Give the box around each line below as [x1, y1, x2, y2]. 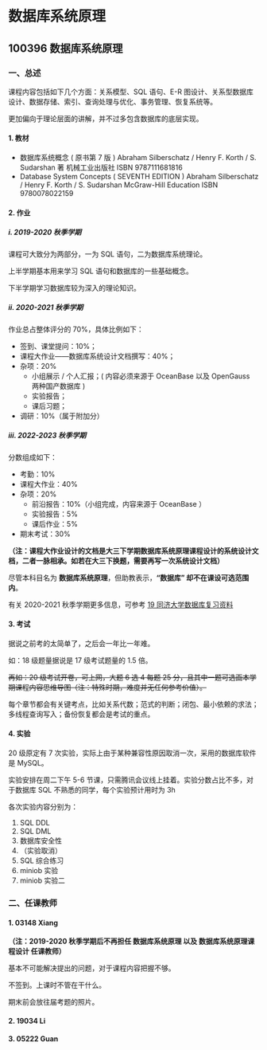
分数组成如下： [8, 452, 57, 462]
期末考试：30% [19, 529, 72, 539]
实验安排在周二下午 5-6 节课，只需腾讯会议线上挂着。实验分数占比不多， [8, 774, 247, 785]
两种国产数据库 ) [31, 381, 86, 390]
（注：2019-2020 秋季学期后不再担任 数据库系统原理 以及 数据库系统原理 [8, 937, 248, 946]
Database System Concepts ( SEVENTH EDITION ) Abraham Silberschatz [19, 172, 259, 182]
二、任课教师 [8, 897, 58, 908]
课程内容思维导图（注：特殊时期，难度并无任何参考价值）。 [14, 682, 207, 692]
